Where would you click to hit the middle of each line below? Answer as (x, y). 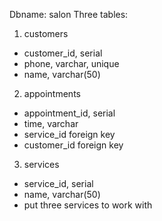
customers (46, 33)
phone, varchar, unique (71, 63)
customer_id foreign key (73, 145)
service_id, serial (58, 183)
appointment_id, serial (69, 113)
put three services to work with (88, 205)
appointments (52, 93)
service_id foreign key (69, 134)
